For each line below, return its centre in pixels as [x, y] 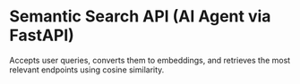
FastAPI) [42, 35]
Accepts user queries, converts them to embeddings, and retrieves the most [150, 60]
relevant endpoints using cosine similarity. [87, 70]
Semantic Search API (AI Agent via [140, 17]
